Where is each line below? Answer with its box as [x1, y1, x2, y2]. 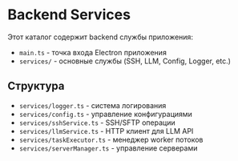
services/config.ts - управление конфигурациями [18, 109, 193, 119]
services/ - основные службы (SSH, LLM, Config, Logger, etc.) [18, 56, 232, 66]
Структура [7, 79, 65, 93]
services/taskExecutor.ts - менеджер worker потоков [18, 135, 204, 144]
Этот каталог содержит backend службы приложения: [7, 32, 194, 42]
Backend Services [7, 6, 131, 24]
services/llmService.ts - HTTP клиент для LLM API [18, 126, 194, 135]
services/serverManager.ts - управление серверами [18, 143, 198, 153]
